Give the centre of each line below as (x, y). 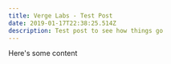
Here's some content (43, 54)
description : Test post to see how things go (85, 30)
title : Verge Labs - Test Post (61, 16)
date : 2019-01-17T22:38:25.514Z (62, 23)
